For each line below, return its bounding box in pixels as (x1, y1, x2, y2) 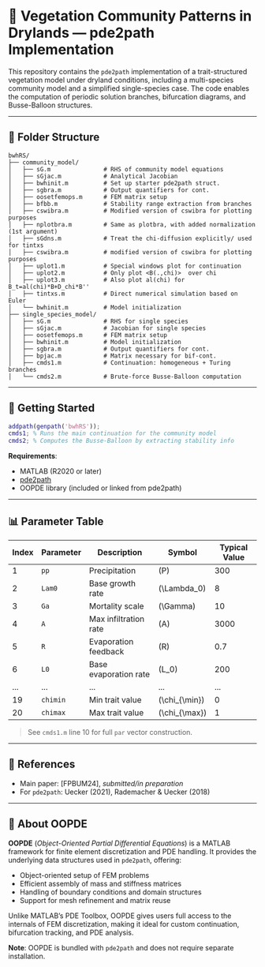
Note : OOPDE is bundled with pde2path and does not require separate (8, 943, 234, 952)
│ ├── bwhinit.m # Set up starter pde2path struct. (8, 179, 221, 187)
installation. (8, 951, 46, 961)
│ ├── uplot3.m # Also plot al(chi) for (8, 275, 185, 283)
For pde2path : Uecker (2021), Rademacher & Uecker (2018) (19, 787, 211, 796)
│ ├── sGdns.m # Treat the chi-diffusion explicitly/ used (8, 234, 252, 242)
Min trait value (88, 695, 142, 705)
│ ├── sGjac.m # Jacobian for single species (8, 324, 207, 332)
